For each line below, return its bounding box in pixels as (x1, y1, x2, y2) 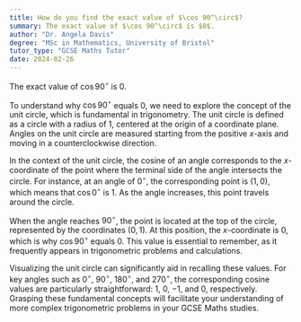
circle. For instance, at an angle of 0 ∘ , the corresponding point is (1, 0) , (9, 174, 270, 187)
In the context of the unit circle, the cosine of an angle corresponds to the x (9, 155, 289, 166)
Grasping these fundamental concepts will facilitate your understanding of (9, 292, 285, 303)
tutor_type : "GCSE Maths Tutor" (9, 47, 130, 56)
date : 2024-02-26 (9, 55, 75, 64)
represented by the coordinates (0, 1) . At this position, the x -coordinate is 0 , (9, 225, 289, 236)
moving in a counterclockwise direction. (9, 138, 157, 149)
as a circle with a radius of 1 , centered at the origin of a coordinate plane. (9, 118, 279, 130)
